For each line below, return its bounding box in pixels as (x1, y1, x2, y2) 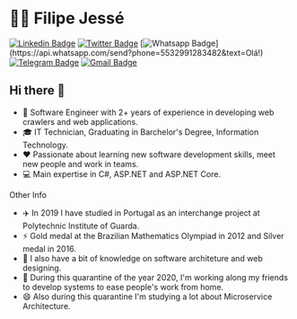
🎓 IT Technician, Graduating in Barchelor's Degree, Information (22, 126, 259, 137)
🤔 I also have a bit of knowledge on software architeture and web (22, 253, 263, 263)
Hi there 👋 (9, 83, 66, 98)
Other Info (9, 189, 48, 200)
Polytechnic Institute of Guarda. (22, 220, 140, 231)
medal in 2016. (22, 243, 76, 254)
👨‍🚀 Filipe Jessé (9, 8, 125, 29)
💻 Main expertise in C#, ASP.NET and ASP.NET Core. (22, 168, 222, 179)
